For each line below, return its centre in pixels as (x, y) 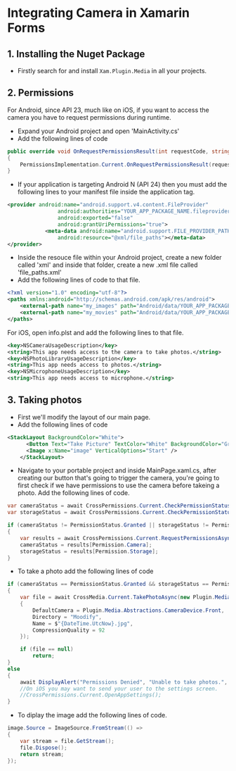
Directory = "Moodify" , (67, 617)
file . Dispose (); (44, 748)
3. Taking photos (45, 400)
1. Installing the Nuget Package (76, 54)
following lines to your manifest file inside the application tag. (106, 192)
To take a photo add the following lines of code (85, 571)
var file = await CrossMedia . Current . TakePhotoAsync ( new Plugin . (118, 597)
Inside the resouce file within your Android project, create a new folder (120, 258)
